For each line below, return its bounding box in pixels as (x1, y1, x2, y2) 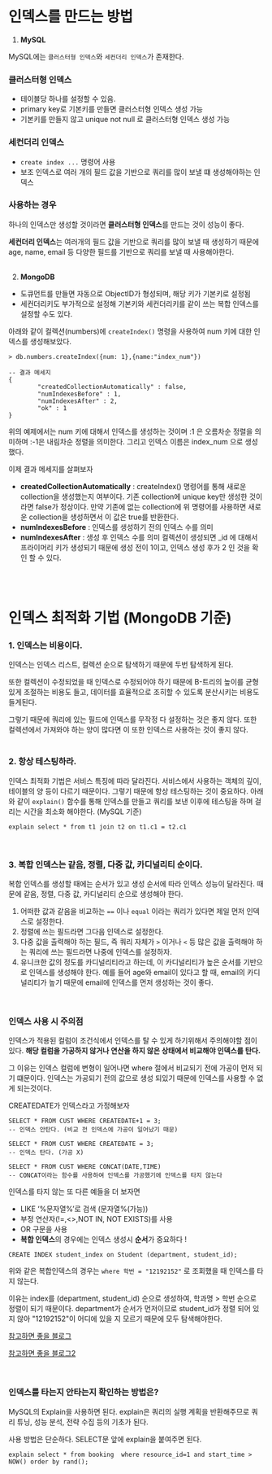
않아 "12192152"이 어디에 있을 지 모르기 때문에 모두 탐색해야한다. (16, 1314, 223, 1323)
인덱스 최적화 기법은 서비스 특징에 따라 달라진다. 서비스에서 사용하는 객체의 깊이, (8, 776, 262, 785)
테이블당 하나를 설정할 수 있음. (19, 94, 116, 104)
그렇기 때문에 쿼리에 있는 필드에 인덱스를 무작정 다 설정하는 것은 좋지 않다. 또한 (8, 715, 257, 724)
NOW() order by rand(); (8, 1458, 89, 1466)
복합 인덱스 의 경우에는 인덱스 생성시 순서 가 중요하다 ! (19, 1235, 188, 1244)
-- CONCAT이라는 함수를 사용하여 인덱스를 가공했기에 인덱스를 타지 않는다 (8, 1171, 222, 1180)
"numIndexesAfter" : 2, (37, 396, 118, 405)
